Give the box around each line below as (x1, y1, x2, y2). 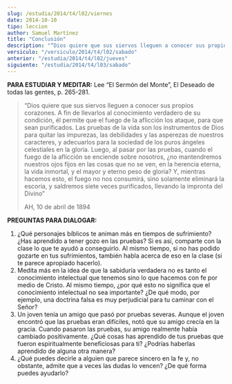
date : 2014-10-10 (7, 17, 57, 23)
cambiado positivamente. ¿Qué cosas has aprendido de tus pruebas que (17, 332, 224, 340)
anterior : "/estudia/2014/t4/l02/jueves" (7, 55, 128, 62)
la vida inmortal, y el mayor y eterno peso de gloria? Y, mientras (23, 167, 206, 175)
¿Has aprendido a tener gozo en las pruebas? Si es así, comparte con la (17, 236, 222, 245)
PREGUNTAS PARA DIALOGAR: (7, 215, 97, 224)
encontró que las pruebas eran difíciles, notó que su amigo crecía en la (17, 317, 220, 325)
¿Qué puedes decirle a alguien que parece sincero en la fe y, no (17, 354, 199, 363)
